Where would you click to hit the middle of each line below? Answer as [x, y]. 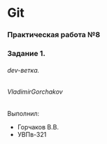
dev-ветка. [23, 70]
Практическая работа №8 [54, 35]
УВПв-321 [32, 134]
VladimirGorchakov [35, 92]
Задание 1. [26, 54]
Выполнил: [23, 113]
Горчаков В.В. [38, 127]
